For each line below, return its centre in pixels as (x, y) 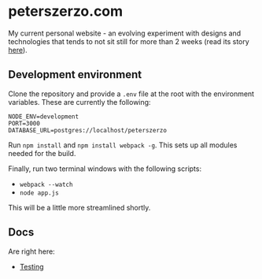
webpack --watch (46, 184)
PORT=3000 (24, 123)
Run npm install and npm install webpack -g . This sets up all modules (123, 145)
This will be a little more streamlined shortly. (79, 207)
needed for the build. (42, 153)
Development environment (75, 74)
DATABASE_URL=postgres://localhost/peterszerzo (88, 130)
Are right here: (31, 251)
